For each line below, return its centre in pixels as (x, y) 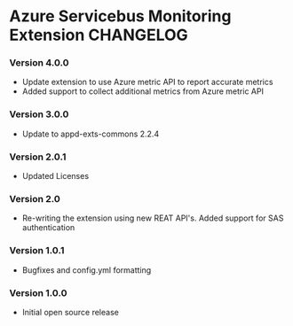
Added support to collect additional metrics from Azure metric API (143, 91)
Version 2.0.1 (38, 157)
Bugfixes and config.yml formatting (87, 270)
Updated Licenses (55, 176)
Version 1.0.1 (37, 251)
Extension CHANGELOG (99, 35)
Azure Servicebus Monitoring (120, 16)
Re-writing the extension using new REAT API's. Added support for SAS (153, 218)
